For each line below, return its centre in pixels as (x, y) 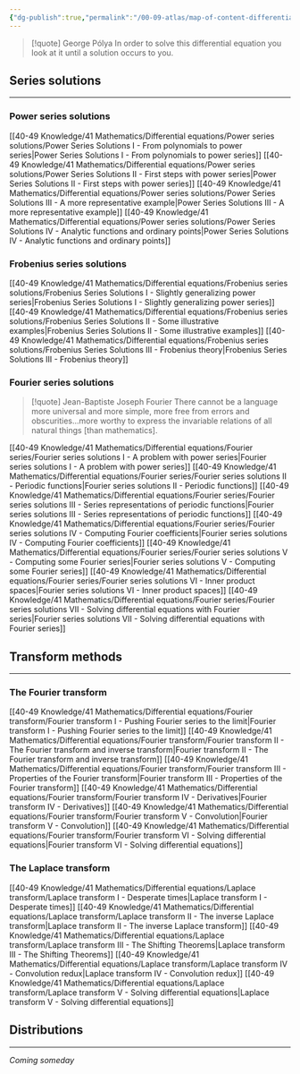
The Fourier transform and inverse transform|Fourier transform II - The (139, 750)
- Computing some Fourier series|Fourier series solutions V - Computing (142, 562)
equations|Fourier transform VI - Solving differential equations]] (126, 845)
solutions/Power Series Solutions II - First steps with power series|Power (143, 174)
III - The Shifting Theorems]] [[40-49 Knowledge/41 (104, 954)
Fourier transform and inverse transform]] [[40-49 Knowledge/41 (129, 759)
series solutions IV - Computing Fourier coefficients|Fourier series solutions (148, 533)
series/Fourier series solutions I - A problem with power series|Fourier (138, 457)
